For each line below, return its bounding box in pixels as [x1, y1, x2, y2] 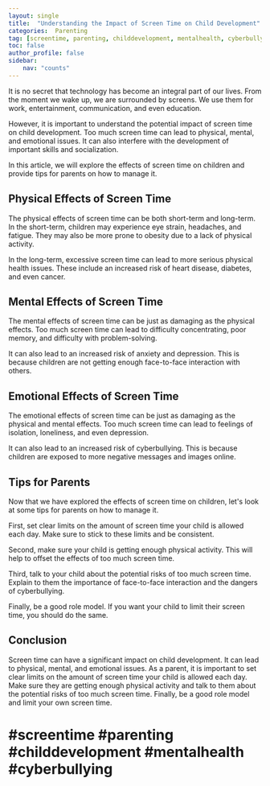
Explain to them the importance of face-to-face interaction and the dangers [8, 578, 259, 587]
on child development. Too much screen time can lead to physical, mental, [8, 127, 255, 137]
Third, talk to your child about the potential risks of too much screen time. [8, 569, 252, 578]
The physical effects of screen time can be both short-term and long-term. [8, 213, 256, 223]
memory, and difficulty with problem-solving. [8, 333, 158, 343]
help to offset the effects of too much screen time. [8, 553, 175, 563]
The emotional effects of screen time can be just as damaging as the [8, 411, 235, 421]
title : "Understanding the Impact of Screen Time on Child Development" [8, 19, 261, 27]
